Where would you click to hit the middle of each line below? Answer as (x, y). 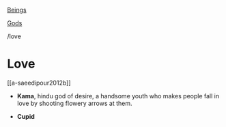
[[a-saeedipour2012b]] (39, 83)
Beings (17, 10)
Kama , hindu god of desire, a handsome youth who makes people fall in (118, 96)
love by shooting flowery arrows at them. (74, 103)
